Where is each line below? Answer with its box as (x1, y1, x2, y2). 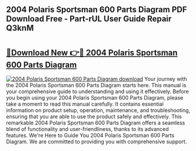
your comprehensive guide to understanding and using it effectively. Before (6, 88, 190, 95)
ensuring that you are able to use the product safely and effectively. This (6, 113, 182, 120)
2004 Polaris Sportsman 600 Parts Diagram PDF (6, 5, 187, 15)
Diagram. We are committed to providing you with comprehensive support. (6, 138, 187, 145)
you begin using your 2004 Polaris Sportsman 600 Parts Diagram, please (6, 94, 184, 101)
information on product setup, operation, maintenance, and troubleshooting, (6, 107, 191, 114)
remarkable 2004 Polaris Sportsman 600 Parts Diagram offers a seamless (6, 119, 185, 126)
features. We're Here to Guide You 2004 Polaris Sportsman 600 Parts (6, 132, 175, 139)
